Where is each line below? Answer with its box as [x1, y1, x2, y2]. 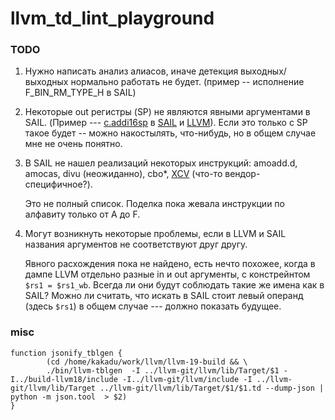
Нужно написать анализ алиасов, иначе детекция [24, 65, 239, 77]
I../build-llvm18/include [10, 374, 118, 384]
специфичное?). [24, 178, 93, 191]
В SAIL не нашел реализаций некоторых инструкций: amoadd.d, [24, 157, 298, 169]
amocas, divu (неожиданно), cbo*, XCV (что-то [24, 168, 223, 180]
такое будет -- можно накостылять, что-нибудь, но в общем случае [24, 127, 317, 139]
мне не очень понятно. [24, 138, 123, 150]
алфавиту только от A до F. [24, 208, 141, 221]
